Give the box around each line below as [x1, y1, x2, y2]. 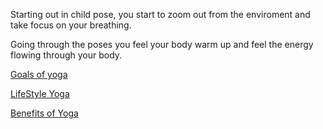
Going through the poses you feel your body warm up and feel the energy [10, 39, 314, 50]
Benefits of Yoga [10, 107, 79, 119]
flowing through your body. [10, 49, 123, 61]
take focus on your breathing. [10, 19, 132, 31]
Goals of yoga [10, 69, 68, 80]
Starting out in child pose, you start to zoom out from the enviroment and [10, 9, 311, 20]
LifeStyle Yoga [10, 88, 70, 99]
